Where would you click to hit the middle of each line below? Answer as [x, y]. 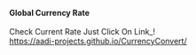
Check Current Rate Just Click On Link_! [82, 31]
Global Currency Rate [50, 13]
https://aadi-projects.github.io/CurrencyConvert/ [98, 41]
